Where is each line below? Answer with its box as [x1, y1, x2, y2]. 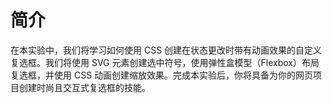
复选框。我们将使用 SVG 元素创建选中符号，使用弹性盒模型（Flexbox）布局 [10, 56, 320, 68]
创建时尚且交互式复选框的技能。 [18, 81, 151, 93]
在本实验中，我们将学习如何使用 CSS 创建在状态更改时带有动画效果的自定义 [10, 44, 323, 56]
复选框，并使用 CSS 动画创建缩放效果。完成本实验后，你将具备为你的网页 [10, 69, 314, 81]
